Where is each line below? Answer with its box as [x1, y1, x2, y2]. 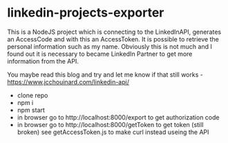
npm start [17, 106, 45, 114]
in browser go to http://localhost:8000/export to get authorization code [17, 113, 220, 122]
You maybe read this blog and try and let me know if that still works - [7, 70, 204, 79]
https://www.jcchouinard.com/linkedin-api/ [7, 77, 130, 86]
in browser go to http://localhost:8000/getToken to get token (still [17, 120, 204, 128]
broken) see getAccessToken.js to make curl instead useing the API [17, 128, 209, 136]
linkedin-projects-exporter [7, 5, 164, 21]
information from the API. [7, 57, 79, 65]
